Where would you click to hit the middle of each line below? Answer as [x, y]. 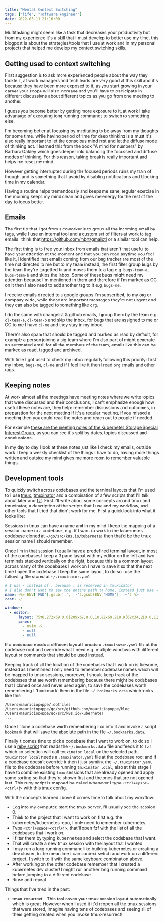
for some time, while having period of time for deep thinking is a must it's [79, 136]
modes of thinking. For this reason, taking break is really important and [76, 157]
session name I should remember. [39, 541]
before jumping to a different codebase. [52, 875]
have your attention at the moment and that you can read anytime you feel [80, 254]
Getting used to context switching [58, 63]
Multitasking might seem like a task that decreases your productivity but [78, 33]
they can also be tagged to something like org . [52, 305]
